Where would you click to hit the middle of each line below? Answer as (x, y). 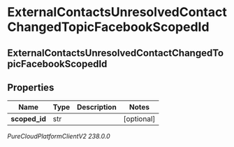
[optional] (139, 119)
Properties (31, 87)
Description (96, 107)
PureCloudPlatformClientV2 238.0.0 (59, 136)
